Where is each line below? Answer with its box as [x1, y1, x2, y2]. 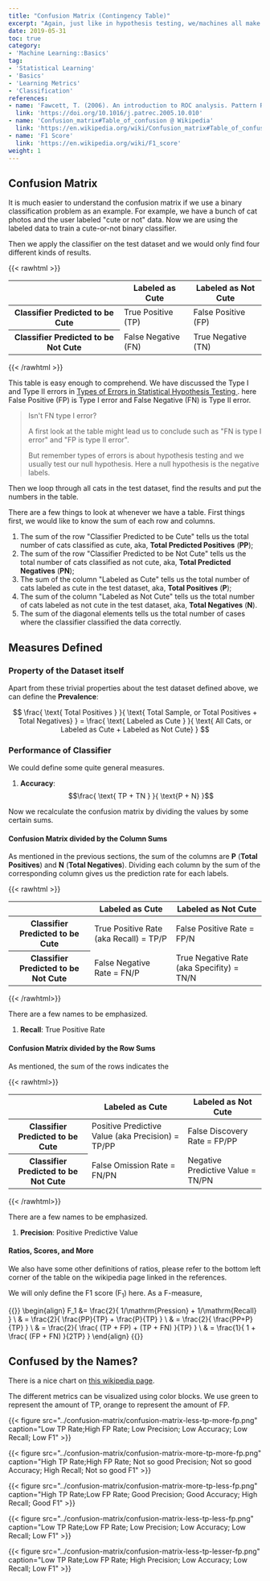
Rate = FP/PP [187, 1135, 238, 1147]
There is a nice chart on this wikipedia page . [8, 1376, 155, 1386]
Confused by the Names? [8, 1355, 138, 1368]
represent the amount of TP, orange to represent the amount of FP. [8, 1400, 231, 1410]
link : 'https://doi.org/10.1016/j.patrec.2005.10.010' [15, 110, 203, 118]
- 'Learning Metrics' [8, 79, 81, 87]
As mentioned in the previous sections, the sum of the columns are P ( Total [8, 852, 259, 861]
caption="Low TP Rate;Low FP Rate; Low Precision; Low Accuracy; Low [8, 1522, 247, 1532]
